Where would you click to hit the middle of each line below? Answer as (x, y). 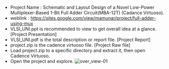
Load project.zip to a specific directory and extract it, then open (78, 50)
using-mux (22, 23)
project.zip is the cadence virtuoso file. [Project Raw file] (70, 45)
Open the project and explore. (42, 61)
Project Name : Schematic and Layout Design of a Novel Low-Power (82, 7)
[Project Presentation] (33, 34)
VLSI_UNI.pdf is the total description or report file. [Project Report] (80, 40)
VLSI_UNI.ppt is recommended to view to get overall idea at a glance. (83, 29)
